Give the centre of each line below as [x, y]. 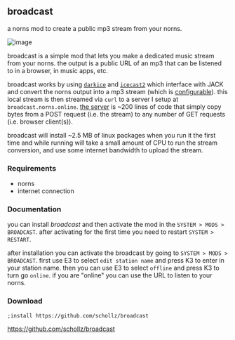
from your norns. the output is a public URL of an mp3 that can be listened [115, 63]
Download [25, 301]
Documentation [34, 209]
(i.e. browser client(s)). [40, 122]
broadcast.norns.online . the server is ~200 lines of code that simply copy [114, 106]
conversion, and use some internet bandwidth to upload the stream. [105, 150]
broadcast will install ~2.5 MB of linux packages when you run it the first [112, 135]
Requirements [32, 168]
